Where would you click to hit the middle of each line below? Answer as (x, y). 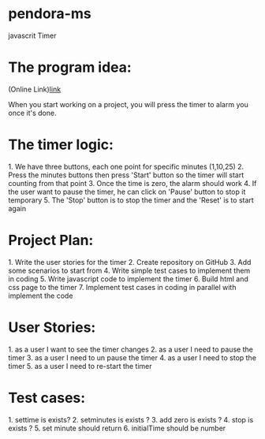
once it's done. (32, 113)
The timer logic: (61, 145)
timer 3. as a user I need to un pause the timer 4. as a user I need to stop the (132, 357)
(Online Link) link (35, 89)
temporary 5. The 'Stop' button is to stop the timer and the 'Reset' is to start (131, 200)
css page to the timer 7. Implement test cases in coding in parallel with (122, 287)
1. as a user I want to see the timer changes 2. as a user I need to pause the (131, 349)
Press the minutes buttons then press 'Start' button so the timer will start (126, 175)
